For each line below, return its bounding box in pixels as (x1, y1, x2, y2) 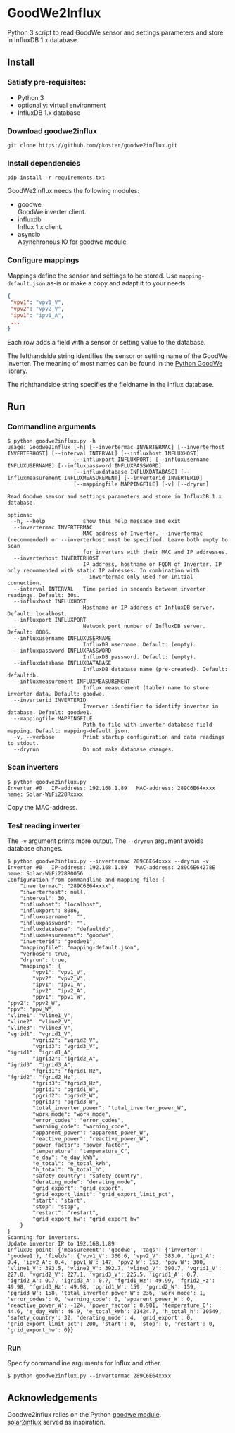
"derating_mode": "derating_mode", (32, 1179, 137, 1186)
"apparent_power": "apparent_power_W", (32, 1129, 150, 1136)
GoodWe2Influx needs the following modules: (7, 187, 139, 195)
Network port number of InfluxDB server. (82, 622, 206, 630)
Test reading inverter (7, 820, 81, 830)
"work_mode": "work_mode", (32, 1111, 112, 1118)
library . (7, 367, 28, 375)
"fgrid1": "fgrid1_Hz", (32, 1068, 102, 1075)
